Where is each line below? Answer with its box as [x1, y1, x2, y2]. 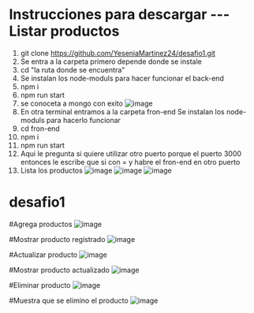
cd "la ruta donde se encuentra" [20, 65, 125, 74]
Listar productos [9, 22, 120, 40]
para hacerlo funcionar [47, 115, 121, 125]
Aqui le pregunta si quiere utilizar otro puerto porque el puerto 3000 [20, 148, 242, 158]
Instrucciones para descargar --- [9, 6, 230, 24]
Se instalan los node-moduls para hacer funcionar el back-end [20, 73, 224, 83]
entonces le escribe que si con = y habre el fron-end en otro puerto [20, 157, 241, 166]
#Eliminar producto [9, 280, 71, 289]
